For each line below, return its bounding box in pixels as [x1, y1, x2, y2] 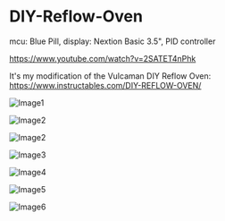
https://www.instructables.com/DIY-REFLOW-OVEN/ [9, 80, 202, 90]
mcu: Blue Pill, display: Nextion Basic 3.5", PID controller [9, 36, 216, 47]
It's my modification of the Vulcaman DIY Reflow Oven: [9, 70, 212, 81]
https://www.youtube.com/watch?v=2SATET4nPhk [9, 53, 196, 64]
